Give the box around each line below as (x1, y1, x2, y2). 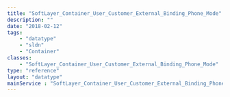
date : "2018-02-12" (7, 23, 63, 29)
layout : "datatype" (7, 73, 63, 81)
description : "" (7, 16, 53, 23)
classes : (7, 55, 32, 61)
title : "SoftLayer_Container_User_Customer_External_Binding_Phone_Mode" (7, 10, 222, 17)
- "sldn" (19, 42, 44, 48)
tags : (7, 29, 23, 36)
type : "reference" (7, 67, 60, 74)
